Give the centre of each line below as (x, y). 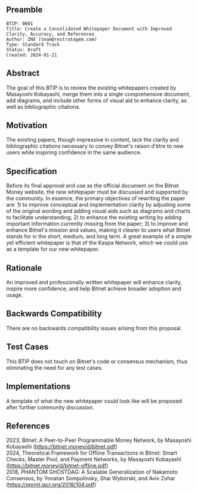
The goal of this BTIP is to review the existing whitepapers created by (91, 88)
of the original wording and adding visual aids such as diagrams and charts (98, 211)
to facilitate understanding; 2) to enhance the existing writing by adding (94, 217)
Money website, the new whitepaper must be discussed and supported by (97, 192)
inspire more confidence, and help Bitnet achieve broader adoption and (94, 289)
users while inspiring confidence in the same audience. (74, 152)
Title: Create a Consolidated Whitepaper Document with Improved (89, 29)
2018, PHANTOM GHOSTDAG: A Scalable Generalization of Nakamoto (92, 472)
